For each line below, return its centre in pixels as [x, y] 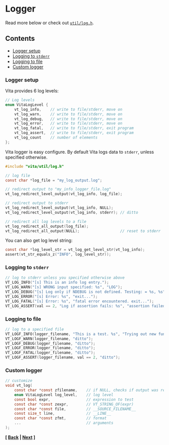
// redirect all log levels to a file [46, 221]
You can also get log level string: [39, 240]
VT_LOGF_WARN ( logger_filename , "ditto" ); [49, 339]
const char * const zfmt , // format [61, 418]
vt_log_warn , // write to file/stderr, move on [68, 114]
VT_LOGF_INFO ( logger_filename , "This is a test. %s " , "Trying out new [81, 334]
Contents [20, 39]
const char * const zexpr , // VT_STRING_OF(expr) [74, 404]
